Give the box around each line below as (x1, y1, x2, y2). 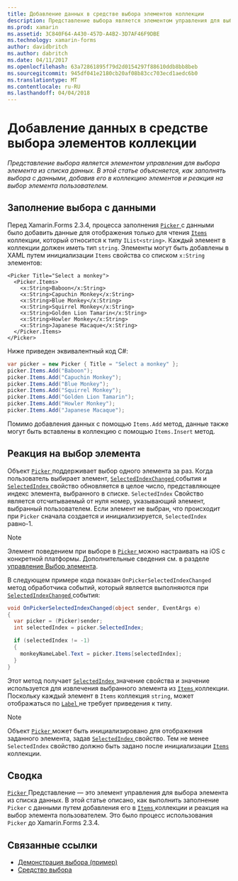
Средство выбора (17, 865, 72, 874)
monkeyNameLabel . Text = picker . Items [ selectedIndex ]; (20, 650, 182, 657)
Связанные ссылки (7, 839, 98, 851)
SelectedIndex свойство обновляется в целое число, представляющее (7, 481, 221, 490)
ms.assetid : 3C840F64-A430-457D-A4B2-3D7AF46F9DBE (7, 30, 160, 38)
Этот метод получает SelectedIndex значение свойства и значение (7, 676, 210, 685)
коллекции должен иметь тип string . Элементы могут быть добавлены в (7, 243, 229, 252)
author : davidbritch (7, 43, 69, 50)
